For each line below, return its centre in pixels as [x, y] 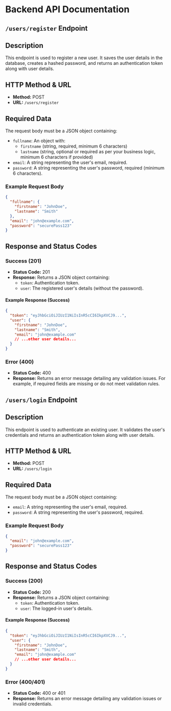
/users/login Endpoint [41, 400]
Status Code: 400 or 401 [39, 693]
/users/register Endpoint [46, 28]
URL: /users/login [32, 469]
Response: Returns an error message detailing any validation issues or [87, 699]
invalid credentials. [32, 704]
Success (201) [23, 260]
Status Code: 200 [32, 592]
